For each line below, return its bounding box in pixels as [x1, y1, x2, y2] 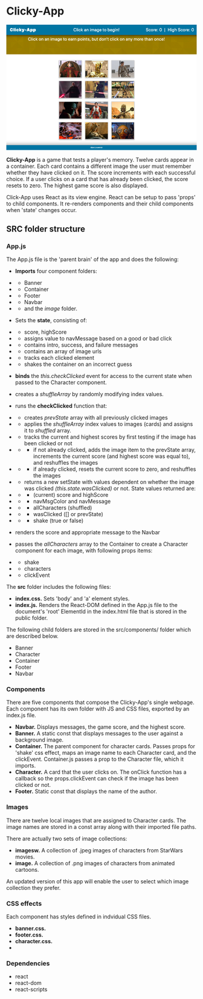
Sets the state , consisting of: [14, 317, 88, 324]
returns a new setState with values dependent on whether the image [24, 479, 195, 486]
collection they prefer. [6, 884, 61, 891]
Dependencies [6, 959, 50, 967]
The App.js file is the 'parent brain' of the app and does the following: [6, 256, 179, 263]
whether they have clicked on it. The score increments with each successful [6, 168, 196, 176]
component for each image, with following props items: [14, 547, 153, 554]
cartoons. [14, 866, 39, 873]
